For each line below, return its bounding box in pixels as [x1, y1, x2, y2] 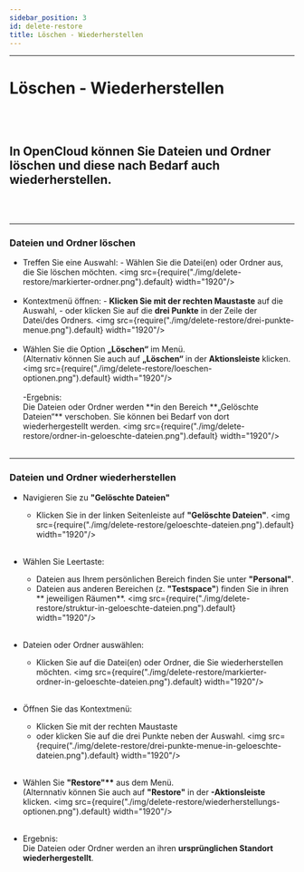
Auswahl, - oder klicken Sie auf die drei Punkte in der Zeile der [22, 305, 258, 316]
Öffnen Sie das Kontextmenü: [22, 703, 133, 714]
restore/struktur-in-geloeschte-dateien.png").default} [35, 602, 236, 613]
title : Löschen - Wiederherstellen [9, 30, 144, 39]
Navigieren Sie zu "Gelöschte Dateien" [22, 491, 170, 503]
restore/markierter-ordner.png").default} [22, 276, 174, 287]
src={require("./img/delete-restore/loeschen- [43, 363, 213, 374]
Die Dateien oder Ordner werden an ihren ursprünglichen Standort [22, 842, 274, 853]
